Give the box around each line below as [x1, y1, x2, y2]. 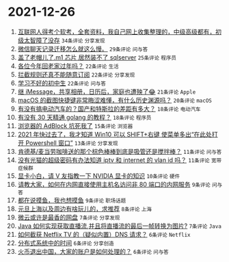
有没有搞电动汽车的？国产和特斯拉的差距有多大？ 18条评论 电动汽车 [17, 104, 201, 113]
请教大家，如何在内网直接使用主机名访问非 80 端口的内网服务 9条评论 [17, 180, 211, 188]
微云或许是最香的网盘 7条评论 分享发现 [17, 213, 120, 221]
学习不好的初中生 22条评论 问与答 [17, 79, 107, 87]
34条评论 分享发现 [61, 37, 105, 44]
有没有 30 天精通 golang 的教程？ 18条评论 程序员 [17, 113, 152, 121]
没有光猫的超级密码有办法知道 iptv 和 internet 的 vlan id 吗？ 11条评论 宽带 [17, 155, 221, 164]
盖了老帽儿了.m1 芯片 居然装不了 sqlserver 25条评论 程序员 [17, 53, 177, 62]
